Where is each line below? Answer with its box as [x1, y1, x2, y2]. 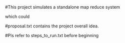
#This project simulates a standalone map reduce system [5, 4, 121, 10]
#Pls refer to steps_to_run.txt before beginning [5, 33, 99, 38]
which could [5, 14, 30, 19]
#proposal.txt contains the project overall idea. [5, 23, 99, 29]
